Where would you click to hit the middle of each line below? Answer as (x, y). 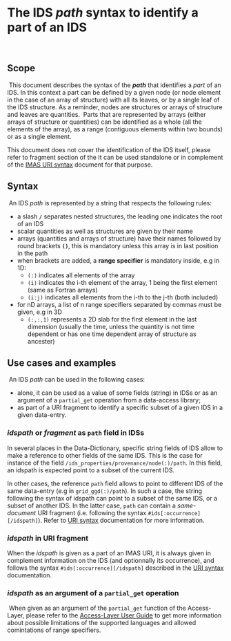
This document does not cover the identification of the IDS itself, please (109, 149)
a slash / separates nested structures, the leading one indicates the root (120, 216)
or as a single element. (39, 136)
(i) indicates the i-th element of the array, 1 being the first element (122, 282)
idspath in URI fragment (48, 538)
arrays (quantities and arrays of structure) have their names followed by (119, 238)
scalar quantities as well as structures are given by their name (105, 231)
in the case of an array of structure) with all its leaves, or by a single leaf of (113, 100)
